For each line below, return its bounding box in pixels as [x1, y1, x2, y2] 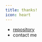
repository [12, 26, 35, 32]
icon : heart [5, 12, 31, 17]
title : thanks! [5, 7, 38, 13]
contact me [12, 32, 37, 38]
